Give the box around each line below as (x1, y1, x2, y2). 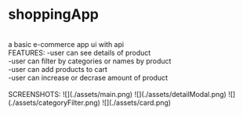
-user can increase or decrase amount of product (8, 73, 169, 82)
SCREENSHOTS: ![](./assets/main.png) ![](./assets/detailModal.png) (8, 89, 227, 99)
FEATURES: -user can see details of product (8, 48, 151, 57)
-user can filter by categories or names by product (8, 56, 172, 66)
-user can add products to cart (8, 64, 108, 74)
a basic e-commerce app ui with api (8, 39, 124, 49)
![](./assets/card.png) (101, 98, 171, 107)
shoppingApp (8, 5, 100, 23)
